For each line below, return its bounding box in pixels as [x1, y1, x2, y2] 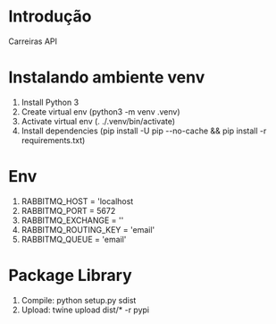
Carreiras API [8, 36, 57, 47]
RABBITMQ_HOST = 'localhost [21, 195, 134, 207]
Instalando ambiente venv [8, 67, 205, 88]
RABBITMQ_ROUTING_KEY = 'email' [21, 224, 155, 234]
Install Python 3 [21, 97, 79, 107]
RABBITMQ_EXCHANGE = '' [21, 215, 124, 226]
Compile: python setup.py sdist [21, 294, 137, 305]
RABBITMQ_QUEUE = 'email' [21, 234, 127, 244]
